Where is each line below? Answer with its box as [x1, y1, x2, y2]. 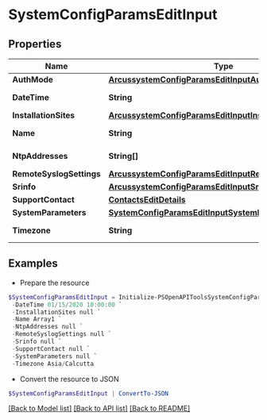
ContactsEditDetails [108, 195, 186, 205]
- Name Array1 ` [11, 315, 62, 323]
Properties [8, 37, 62, 51]
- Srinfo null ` [11, 337, 62, 346]
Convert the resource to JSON [19, 374, 119, 383]
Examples [8, 256, 58, 271]
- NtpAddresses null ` [11, 323, 83, 331]
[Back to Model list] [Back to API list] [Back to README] [8, 403, 191, 414]
